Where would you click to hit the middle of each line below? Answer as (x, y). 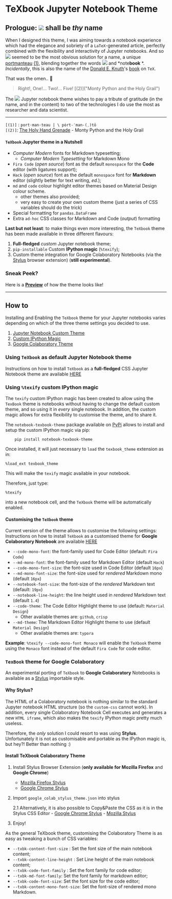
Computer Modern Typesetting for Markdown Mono (75, 159)
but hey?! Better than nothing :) (38, 744)
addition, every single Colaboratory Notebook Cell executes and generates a (86, 712)
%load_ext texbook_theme (32, 464)
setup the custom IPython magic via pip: (48, 430)
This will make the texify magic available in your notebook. (68, 473)
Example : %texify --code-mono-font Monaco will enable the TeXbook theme (83, 643)
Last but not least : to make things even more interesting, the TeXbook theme (85, 228)
